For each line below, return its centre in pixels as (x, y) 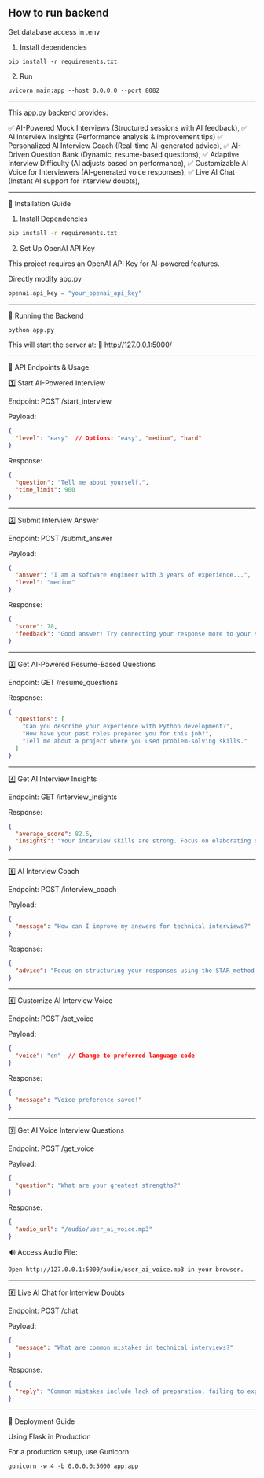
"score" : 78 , (37, 626)
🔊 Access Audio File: (43, 1252)
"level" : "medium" (46, 582)
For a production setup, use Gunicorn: (70, 1452)
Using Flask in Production (49, 1437)
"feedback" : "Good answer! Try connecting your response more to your (133, 634)
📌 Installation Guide (40, 203)
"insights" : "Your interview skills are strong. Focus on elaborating (133, 841)
